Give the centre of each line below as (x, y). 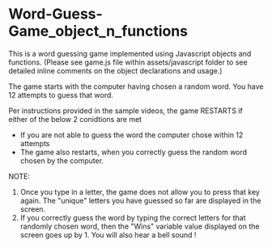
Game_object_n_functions (98, 31)
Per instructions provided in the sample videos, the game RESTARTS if (125, 111)
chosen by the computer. (62, 160)
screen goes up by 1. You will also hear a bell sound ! (108, 234)
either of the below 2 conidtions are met (75, 119)
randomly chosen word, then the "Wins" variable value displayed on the (140, 226)
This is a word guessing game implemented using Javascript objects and (130, 53)
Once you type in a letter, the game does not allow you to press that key (140, 191)
